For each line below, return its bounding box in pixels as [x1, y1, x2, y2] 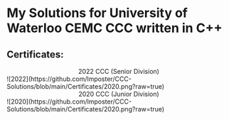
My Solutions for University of [6, 5, 188, 21]
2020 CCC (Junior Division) [78, 90, 159, 98]
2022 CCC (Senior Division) [78, 67, 159, 75]
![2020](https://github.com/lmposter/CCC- [6, 97, 132, 106]
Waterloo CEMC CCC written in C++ [6, 20, 223, 36]
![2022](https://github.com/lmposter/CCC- [6, 75, 132, 83]
